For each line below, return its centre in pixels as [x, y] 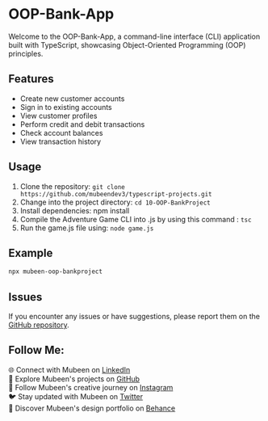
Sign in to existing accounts [66, 107]
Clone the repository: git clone [72, 186]
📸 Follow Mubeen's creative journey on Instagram [91, 387]
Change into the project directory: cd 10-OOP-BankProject [115, 202]
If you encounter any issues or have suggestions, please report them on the [134, 317]
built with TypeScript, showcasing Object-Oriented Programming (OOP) [127, 44]
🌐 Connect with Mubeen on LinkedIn [69, 369]
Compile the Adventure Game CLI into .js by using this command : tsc [136, 219]
